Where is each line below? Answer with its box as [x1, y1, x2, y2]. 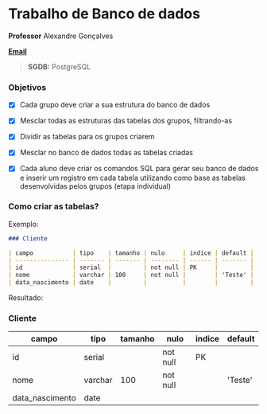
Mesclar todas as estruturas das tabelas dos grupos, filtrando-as [19, 116, 233, 126]
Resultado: [8, 293, 44, 303]
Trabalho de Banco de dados [8, 5, 201, 23]
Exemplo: [8, 219, 39, 228]
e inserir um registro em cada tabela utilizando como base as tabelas [19, 173, 246, 182]
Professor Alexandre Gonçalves [8, 31, 114, 41]
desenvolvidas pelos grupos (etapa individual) [19, 181, 172, 191]
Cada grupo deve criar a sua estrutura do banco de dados [19, 100, 211, 110]
